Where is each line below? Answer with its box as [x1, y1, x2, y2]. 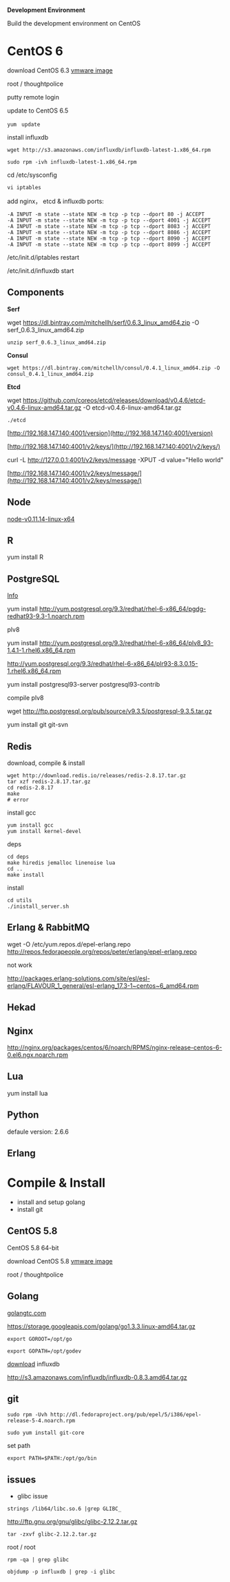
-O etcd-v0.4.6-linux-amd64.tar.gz [83, 403, 182, 412]
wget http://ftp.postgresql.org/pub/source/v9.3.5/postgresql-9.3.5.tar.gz [7, 707, 212, 716]
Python [7, 1109, 39, 1121]
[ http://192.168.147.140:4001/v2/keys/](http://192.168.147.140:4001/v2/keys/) [7, 442, 220, 450]
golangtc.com [7, 1308, 47, 1317]
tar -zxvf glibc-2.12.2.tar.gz [7, 1531, 97, 1538]
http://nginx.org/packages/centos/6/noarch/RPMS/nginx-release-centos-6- [7, 1043, 222, 1052]
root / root [7, 1543, 36, 1552]
